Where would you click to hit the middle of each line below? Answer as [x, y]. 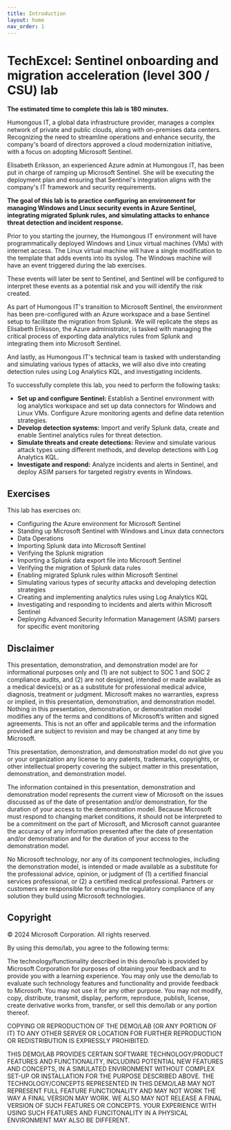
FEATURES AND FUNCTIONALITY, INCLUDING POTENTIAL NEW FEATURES [115, 1061]
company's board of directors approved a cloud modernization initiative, [110, 144]
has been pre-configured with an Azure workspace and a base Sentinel [109, 314]
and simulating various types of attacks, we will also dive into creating [107, 364]
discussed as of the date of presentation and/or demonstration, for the [108, 802]
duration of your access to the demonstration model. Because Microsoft [109, 809]
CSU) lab [33, 90]
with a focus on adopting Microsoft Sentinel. [70, 152]
